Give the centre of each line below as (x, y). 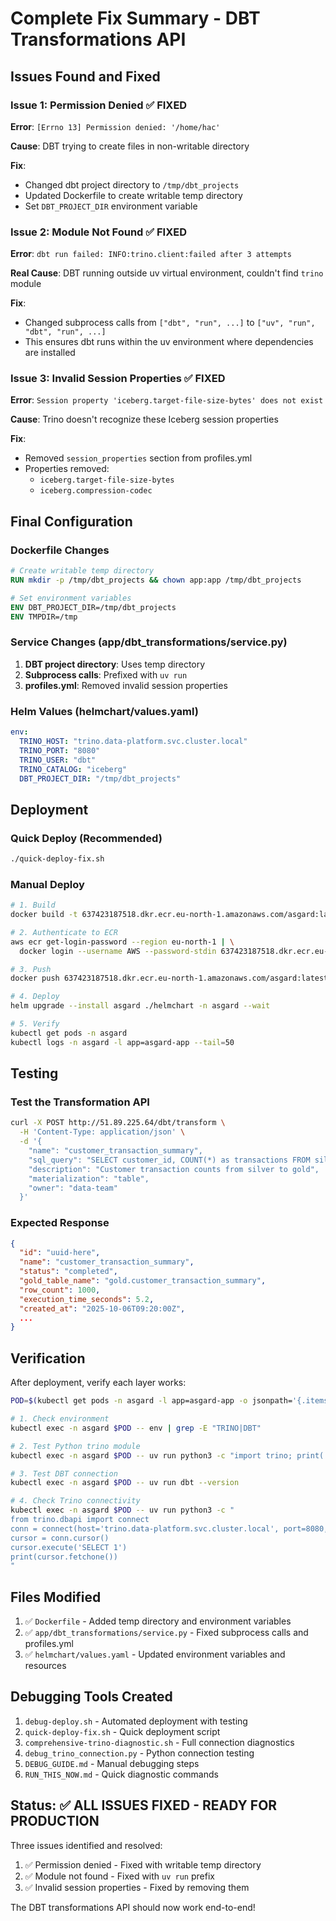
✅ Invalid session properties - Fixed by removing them (137, 1887)
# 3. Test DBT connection (64, 1473)
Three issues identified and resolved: (86, 1845)
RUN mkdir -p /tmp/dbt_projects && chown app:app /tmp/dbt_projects (156, 580)
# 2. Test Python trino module (75, 1446)
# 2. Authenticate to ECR (64, 932)
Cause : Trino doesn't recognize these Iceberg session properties (144, 419)
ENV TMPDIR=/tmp (44, 617)
